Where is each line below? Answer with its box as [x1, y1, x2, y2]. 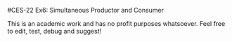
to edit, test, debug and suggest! [7, 27, 102, 35]
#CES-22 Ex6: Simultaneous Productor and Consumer [7, 6, 164, 14]
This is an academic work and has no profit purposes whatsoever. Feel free [7, 20, 226, 27]
